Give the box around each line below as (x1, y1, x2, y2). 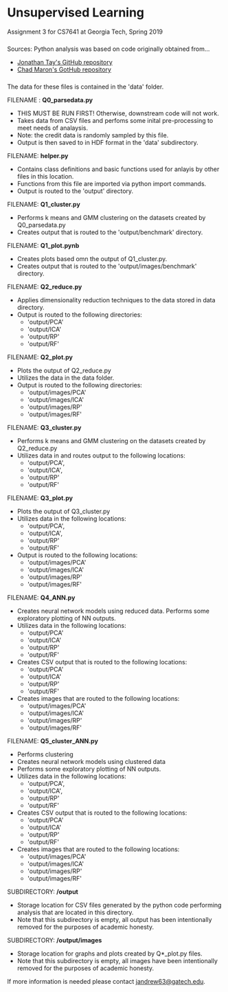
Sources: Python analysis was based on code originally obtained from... (7, 45, 210, 53)
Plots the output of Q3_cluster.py (16, 507, 111, 515)
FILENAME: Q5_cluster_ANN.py (7, 736, 98, 745)
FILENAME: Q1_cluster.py (7, 200, 80, 208)
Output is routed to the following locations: (16, 551, 138, 559)
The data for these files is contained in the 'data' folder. (7, 82, 164, 91)
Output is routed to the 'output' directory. (16, 187, 134, 195)
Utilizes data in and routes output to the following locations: (16, 451, 185, 460)
